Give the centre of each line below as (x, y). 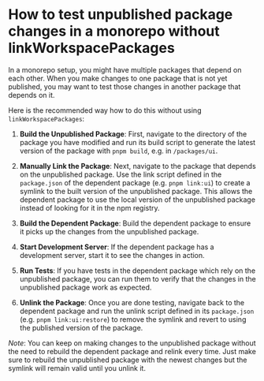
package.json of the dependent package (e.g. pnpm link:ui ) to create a (135, 182)
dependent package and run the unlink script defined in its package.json (137, 311)
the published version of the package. (81, 327)
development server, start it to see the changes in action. (112, 255)
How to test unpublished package (121, 15)
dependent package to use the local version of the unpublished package (138, 200)
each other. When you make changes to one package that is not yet (118, 78)
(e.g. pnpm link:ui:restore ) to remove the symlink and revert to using (133, 319)
